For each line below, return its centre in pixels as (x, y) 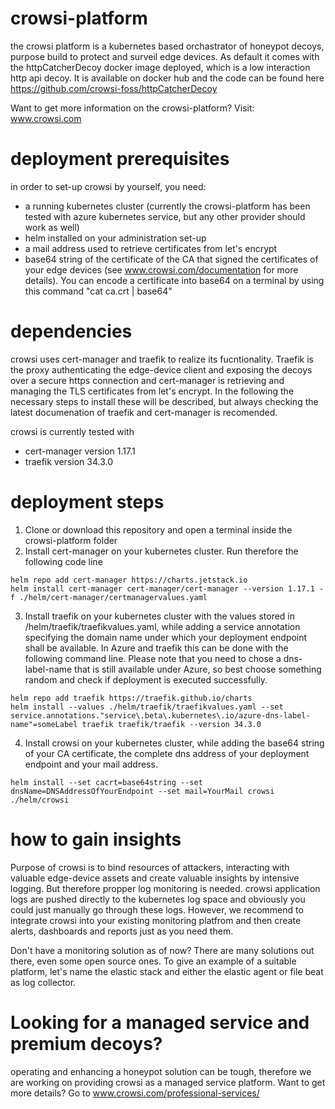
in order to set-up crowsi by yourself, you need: (108, 186)
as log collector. (43, 982)
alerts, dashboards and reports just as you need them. (122, 931)
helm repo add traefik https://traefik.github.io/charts (131, 698)
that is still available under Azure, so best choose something (198, 669)
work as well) (52, 227)
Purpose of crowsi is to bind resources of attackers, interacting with (150, 867)
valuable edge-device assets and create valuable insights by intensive (155, 878)
